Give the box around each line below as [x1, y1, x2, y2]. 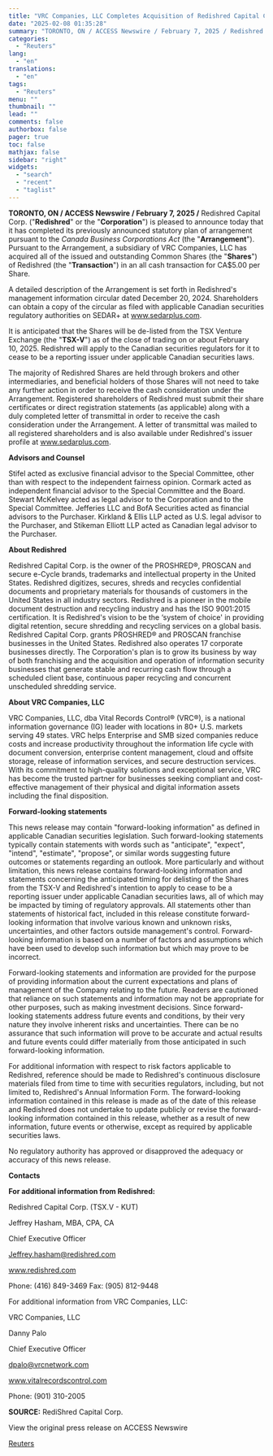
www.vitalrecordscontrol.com [8, 1375, 107, 1385]
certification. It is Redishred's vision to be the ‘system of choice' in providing [8, 612, 264, 622]
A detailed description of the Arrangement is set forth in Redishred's [8, 284, 237, 294]
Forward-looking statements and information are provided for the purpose [8, 967, 256, 977]
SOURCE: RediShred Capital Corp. [8, 1406, 123, 1416]
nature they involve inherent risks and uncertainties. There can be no [8, 1019, 240, 1029]
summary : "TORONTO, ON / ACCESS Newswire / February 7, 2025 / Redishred [8, 27, 264, 35]
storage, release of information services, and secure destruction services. [8, 756, 256, 765]
